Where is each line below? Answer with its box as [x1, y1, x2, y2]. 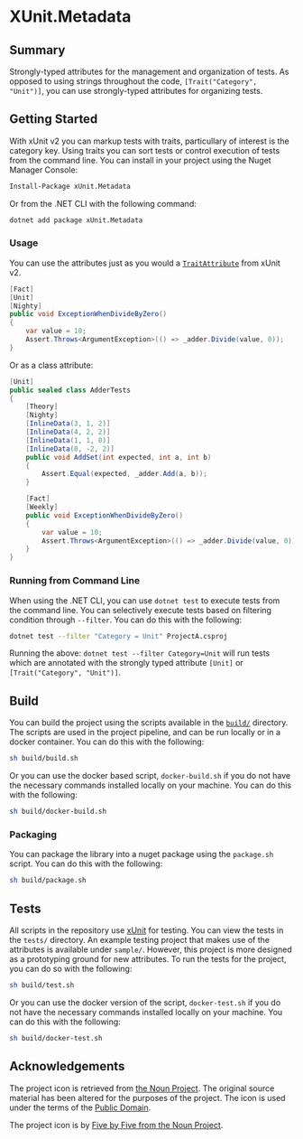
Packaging [9, 828, 57, 841]
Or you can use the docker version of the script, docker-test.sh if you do [9, 996, 281, 1008]
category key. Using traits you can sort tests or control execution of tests [9, 145, 280, 155]
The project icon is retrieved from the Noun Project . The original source [9, 1082, 275, 1094]
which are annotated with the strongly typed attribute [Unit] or [9, 658, 243, 668]
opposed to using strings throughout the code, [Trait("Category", [9, 76, 258, 87]
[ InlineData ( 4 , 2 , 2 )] [25, 427, 111, 437]
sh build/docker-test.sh [9, 1033, 103, 1042]
